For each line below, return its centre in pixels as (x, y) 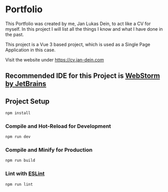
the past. (15, 34)
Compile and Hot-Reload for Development (58, 126)
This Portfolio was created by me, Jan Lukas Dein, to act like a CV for (78, 24)
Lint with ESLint (25, 174)
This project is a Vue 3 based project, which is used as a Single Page (78, 44)
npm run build (20, 161)
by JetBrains (26, 84)
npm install (18, 113)
